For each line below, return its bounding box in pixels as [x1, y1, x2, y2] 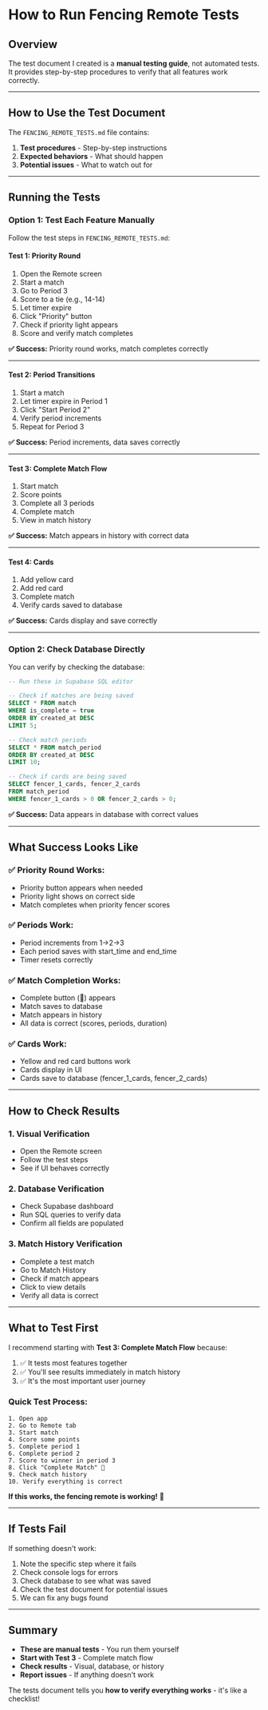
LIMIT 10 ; [8, 758, 41, 767]
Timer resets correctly [19, 955, 93, 964]
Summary [8, 1624, 58, 1637]
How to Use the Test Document [8, 106, 166, 120]
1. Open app [8, 1414, 48, 1422]
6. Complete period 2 [8, 1449, 81, 1457]
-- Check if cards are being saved [8, 773, 127, 781]
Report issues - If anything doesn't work [19, 1670, 154, 1680]
